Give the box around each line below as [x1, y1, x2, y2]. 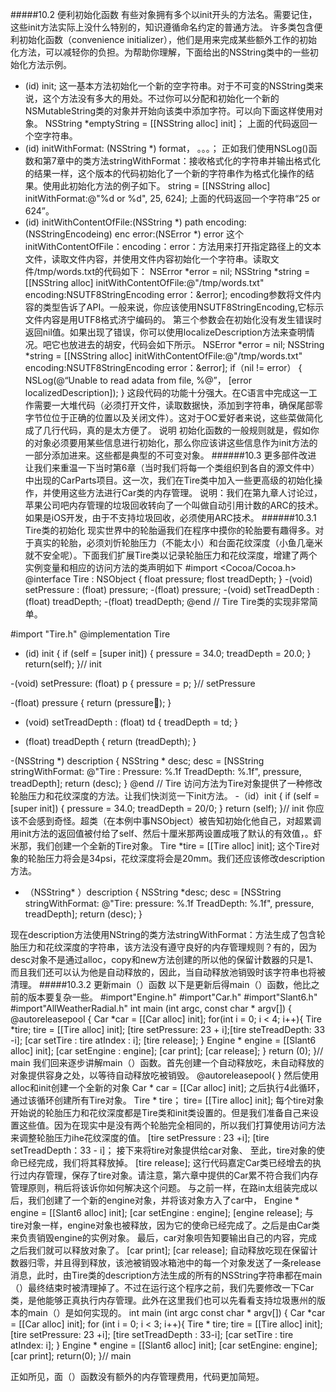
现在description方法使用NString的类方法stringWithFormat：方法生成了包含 [10, 929, 317, 940]
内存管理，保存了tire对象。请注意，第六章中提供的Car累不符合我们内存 [27, 1169, 319, 1181]
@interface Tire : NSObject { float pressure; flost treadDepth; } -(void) [24, 573, 313, 585]
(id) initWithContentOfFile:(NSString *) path [24, 216, 204, 228]
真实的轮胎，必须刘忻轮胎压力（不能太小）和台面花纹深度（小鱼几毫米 [33, 537, 323, 548]
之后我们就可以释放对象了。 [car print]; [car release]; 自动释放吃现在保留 [10, 1244, 310, 1256]
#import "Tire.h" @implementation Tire [10, 628, 171, 640]
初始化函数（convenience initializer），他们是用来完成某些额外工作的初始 [18, 34, 318, 45]
